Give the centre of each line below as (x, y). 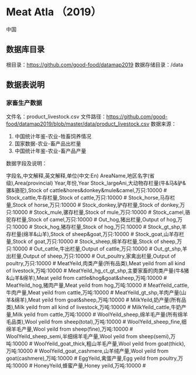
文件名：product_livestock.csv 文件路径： (56, 117)
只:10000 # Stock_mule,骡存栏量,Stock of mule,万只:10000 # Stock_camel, (96, 212)
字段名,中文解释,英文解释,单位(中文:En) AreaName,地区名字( (78, 176)
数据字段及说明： (27, 164)
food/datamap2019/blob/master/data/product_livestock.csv (78, 124)
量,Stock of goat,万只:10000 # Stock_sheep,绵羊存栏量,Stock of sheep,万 (94, 242)
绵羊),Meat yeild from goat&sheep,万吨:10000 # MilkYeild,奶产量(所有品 (100, 300)
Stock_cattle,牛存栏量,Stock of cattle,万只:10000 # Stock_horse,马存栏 (91, 198)
